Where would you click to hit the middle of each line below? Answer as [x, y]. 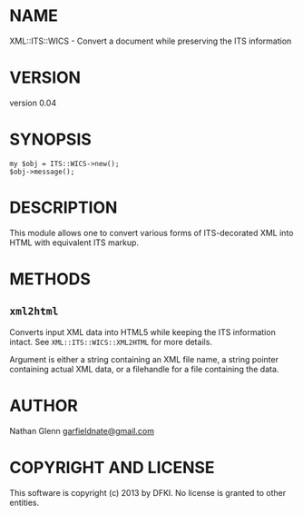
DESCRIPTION [64, 208]
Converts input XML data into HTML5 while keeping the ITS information [143, 332]
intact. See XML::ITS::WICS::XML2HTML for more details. [111, 342]
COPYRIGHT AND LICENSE [112, 467]
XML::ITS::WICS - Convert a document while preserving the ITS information [151, 41]
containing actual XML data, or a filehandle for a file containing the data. [144, 369]
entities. [24, 502]
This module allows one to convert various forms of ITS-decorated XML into [151, 233]
